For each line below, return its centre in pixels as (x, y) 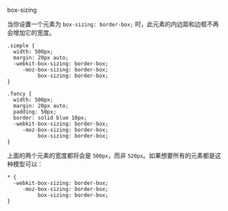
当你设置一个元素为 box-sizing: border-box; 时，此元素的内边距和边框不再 (113, 24)
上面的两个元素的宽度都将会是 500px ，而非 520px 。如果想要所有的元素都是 (111, 155)
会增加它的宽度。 (31, 33)
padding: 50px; (35, 112)
